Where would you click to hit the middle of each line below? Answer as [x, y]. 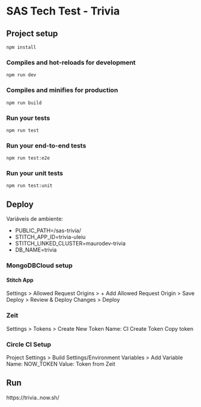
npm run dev [21, 75]
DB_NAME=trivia [36, 250]
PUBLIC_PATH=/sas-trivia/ [48, 230]
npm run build [24, 103]
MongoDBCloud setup [39, 265]
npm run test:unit [29, 186]
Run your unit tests [35, 174]
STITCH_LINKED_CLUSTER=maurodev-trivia [70, 244]
